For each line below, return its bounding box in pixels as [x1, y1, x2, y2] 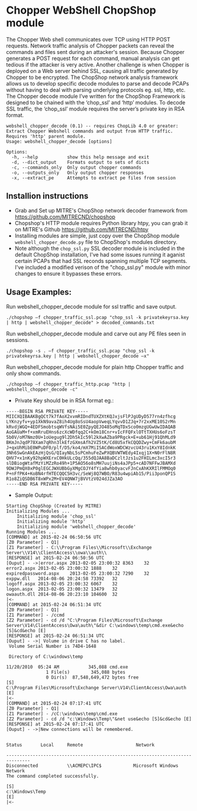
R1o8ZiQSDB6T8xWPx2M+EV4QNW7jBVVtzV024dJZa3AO [6, 476, 123, 481]
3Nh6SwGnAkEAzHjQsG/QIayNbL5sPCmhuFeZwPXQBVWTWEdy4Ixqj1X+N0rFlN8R [6, 449, 176, 456]
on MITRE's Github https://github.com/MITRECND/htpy [14, 226, 149, 233]
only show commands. [6, 369, 62, 377]
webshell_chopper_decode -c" [6, 387, 78, 392]
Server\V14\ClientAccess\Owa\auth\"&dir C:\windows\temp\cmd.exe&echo [6, 622, 184, 628]
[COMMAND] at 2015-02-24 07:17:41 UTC [6, 700, 102, 707]
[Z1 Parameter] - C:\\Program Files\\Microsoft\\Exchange [6, 544, 152, 550]
